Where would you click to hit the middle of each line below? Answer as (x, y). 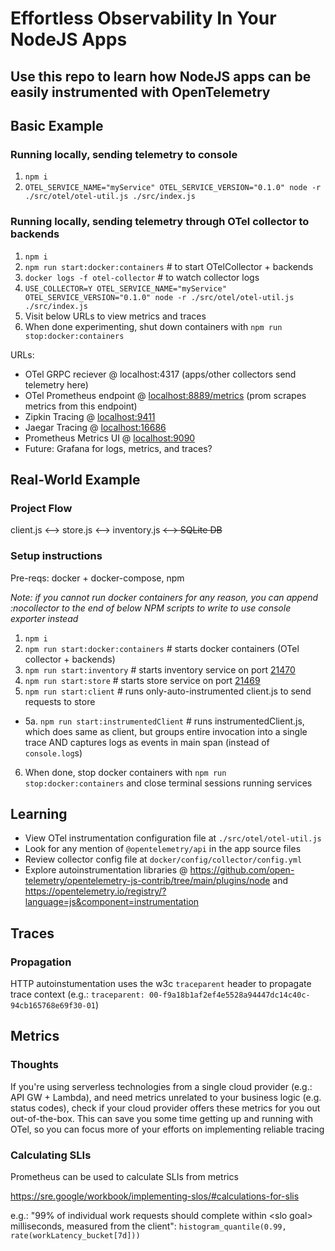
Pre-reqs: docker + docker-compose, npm (97, 578)
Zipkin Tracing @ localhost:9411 (90, 416)
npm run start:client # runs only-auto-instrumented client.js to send (168, 691)
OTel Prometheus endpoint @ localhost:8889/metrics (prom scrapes (165, 395)
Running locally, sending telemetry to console (124, 154)
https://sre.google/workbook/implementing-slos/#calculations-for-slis (155, 1196)
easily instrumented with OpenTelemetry (140, 92)
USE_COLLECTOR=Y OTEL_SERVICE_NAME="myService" (125, 288)
